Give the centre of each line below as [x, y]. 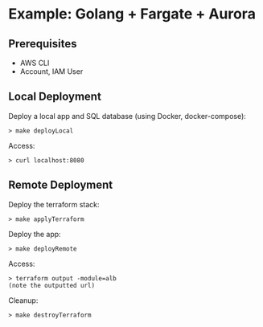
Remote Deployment [61, 185]
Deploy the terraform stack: [54, 204]
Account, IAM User [51, 72]
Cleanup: [23, 300]
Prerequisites [43, 44]
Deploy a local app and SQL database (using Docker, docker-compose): [127, 116]
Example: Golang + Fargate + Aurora [132, 14]
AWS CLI [35, 63]
